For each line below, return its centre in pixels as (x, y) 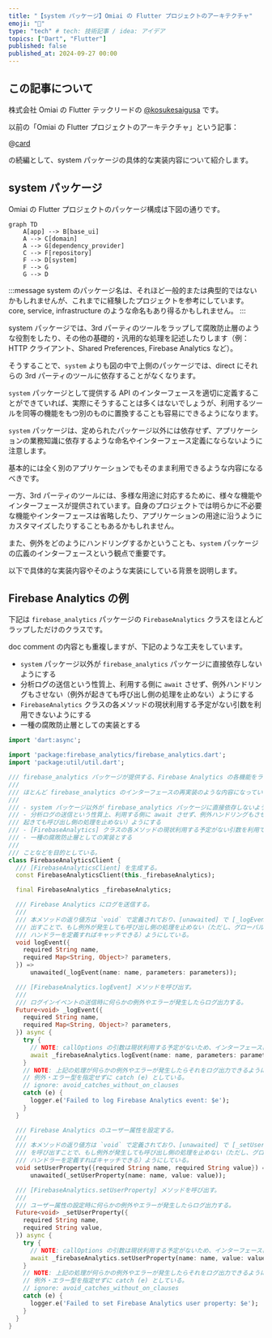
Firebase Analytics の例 (69, 599)
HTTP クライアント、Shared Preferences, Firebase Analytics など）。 (123, 348)
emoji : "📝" (27, 24)
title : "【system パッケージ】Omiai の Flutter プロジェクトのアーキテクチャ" (131, 16)
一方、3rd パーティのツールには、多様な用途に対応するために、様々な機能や (135, 495)
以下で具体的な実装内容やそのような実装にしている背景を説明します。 (125, 570)
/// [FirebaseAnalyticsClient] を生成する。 (88, 868)
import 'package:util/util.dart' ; (67, 763)
